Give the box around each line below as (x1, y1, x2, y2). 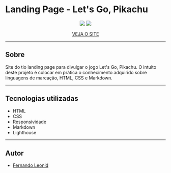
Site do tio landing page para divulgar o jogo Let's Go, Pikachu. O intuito (5, 64, 157, 70)
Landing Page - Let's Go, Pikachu (5, 4, 149, 15)
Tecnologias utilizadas (5, 94, 78, 103)
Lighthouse (12, 129, 37, 135)
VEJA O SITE (72, 31, 99, 37)
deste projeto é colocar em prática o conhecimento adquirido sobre (5, 69, 147, 75)
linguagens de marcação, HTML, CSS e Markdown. (5, 75, 113, 81)
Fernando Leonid (12, 162, 49, 168)
